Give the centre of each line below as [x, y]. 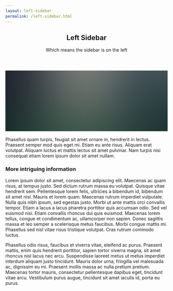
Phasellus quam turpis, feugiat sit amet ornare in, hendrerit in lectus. [78, 140]
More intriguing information [41, 169]
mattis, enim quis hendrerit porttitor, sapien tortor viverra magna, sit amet [83, 250]
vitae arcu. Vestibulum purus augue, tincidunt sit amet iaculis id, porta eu [83, 278]
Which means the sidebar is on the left [86, 50]
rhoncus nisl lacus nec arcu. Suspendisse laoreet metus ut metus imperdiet [85, 256]
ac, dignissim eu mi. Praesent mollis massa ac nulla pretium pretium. [78, 266]
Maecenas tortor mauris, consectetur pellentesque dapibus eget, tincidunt [84, 272]
